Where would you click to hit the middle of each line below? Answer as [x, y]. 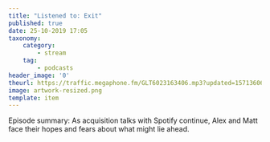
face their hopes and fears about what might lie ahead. [99, 129]
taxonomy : [25, 38]
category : [39, 46]
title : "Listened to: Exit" [55, 16]
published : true [35, 23]
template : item [34, 98]
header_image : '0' [39, 75]
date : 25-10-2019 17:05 [48, 30]
